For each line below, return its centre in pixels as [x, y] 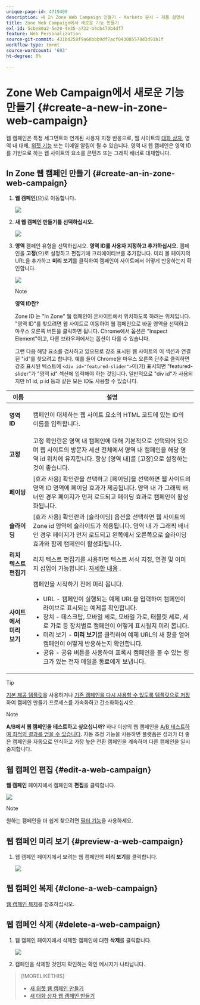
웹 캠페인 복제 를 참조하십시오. [40, 904]
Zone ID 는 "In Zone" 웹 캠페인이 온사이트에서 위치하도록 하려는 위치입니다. [103, 316]
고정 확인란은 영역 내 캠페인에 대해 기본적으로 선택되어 [104, 441]
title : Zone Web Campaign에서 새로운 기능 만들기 [62, 23]
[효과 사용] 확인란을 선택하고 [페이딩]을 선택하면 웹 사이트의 [112, 479]
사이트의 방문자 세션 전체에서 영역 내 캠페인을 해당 [113, 450]
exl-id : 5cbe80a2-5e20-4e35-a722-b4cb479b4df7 [65, 28]
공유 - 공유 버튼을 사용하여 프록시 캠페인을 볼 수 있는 [113, 653]
